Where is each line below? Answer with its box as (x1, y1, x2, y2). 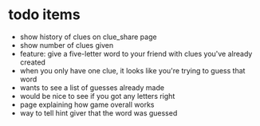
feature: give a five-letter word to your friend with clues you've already (19, 49, 253, 58)
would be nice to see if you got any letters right (19, 91, 175, 100)
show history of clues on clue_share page (19, 32, 157, 41)
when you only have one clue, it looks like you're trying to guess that (19, 65, 246, 75)
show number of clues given (19, 40, 114, 49)
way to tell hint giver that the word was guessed (19, 108, 178, 117)
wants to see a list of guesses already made (19, 82, 165, 93)
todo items (8, 6, 81, 24)
